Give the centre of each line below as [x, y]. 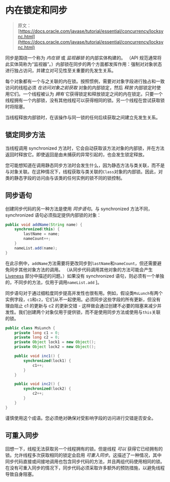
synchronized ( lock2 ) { [47, 389]
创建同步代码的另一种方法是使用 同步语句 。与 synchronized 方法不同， [79, 209]
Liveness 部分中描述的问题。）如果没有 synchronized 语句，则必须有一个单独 [85, 276]
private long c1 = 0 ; [37, 333]
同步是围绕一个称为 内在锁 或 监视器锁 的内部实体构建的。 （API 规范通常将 [83, 58]
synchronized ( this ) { [37, 229]
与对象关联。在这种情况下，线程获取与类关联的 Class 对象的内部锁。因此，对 [84, 171]
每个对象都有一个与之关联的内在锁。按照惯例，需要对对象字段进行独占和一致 [85, 81]
